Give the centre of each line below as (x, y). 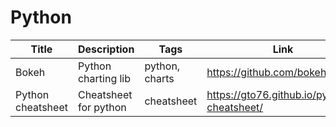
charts (159, 78)
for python (102, 107)
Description (106, 49)
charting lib (104, 78)
